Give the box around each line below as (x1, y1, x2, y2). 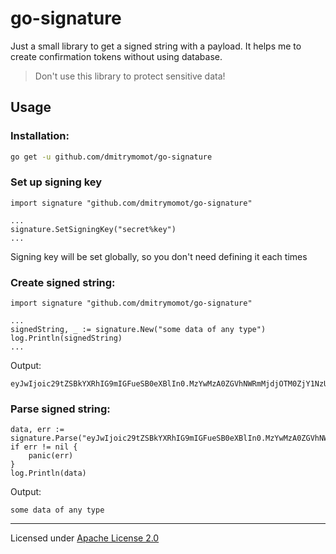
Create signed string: (10, 275, 116, 289)
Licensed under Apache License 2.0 (10, 532, 160, 544)
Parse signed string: (10, 402, 111, 416)
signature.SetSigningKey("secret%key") (10, 224, 177, 234)
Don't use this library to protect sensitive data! (34, 70, 226, 82)
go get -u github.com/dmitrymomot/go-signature (10, 152, 213, 162)
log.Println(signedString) (10, 333, 123, 344)
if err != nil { (10, 442, 78, 452)
